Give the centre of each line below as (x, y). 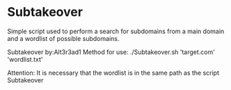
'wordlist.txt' (25, 59)
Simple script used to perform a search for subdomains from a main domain (116, 31)
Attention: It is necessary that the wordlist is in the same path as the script (113, 73)
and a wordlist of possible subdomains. (63, 38)
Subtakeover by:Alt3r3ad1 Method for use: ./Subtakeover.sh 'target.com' (111, 52)
